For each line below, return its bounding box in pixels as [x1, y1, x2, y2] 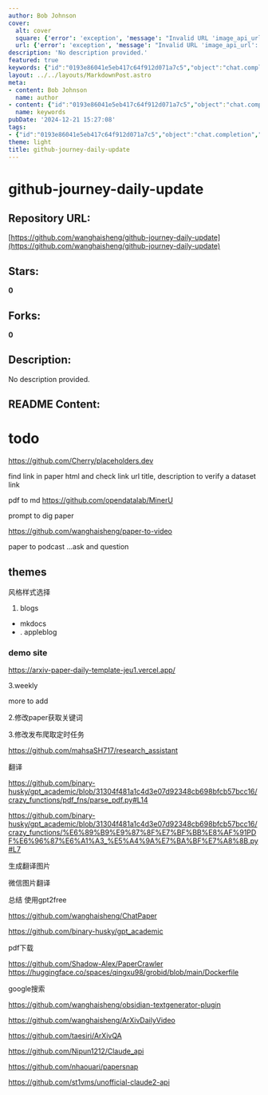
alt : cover [15, 26, 52, 34]
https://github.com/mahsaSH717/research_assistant [8, 746, 178, 755]
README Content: [8, 397, 100, 412]
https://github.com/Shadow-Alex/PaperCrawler [8, 959, 164, 969]
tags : [8, 123, 26, 131]
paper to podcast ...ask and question [8, 542, 129, 551]
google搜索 [8, 984, 45, 993]
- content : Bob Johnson [8, 86, 88, 94]
